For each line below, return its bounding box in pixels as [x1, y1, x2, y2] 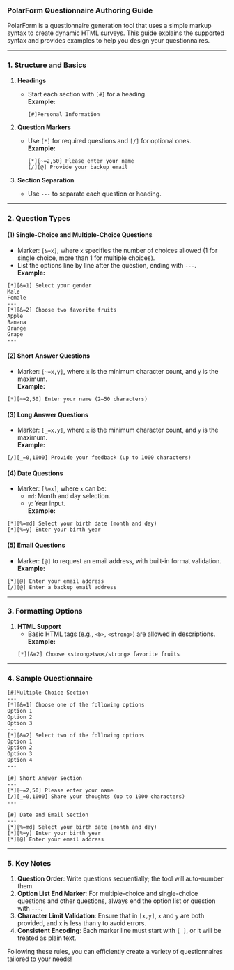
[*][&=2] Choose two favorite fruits [7, 306, 117, 313]
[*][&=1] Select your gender [7, 282, 92, 289]
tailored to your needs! [7, 955, 72, 963]
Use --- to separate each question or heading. [27, 189, 162, 198]
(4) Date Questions [7, 469, 64, 477]
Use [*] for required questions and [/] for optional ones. [27, 136, 192, 145]
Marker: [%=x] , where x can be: [17, 484, 107, 493]
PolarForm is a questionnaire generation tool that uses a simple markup [7, 22, 212, 30]
